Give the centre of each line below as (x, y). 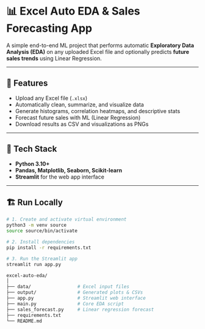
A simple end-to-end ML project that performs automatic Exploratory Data (100, 45)
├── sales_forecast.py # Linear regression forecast (80, 309)
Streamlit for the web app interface (60, 177)
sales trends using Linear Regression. (54, 58)
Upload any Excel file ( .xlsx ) (51, 98)
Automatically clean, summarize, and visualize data (80, 105)
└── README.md (24, 321)
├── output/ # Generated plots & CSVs (75, 293)
